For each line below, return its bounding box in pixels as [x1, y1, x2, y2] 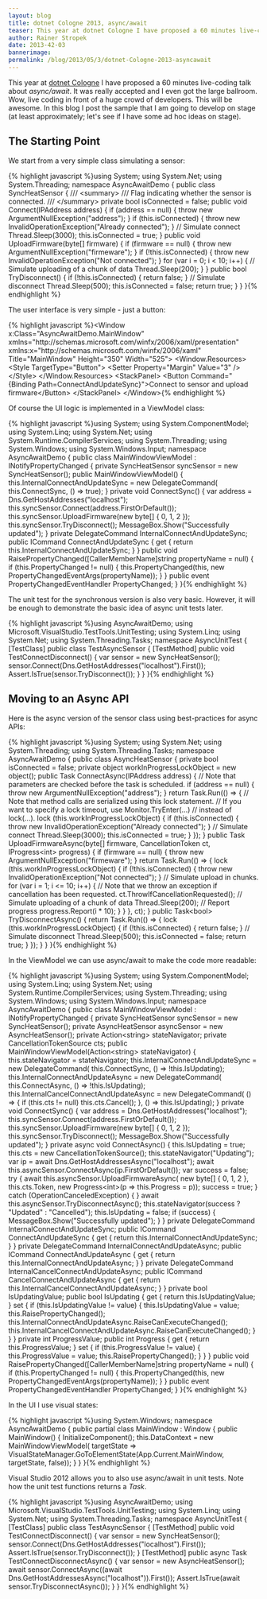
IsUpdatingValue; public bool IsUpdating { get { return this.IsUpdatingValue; [8, 1291, 256, 1301]
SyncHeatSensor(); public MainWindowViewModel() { [8, 469, 184, 479]
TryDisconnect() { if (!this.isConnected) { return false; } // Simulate [8, 272, 226, 282]
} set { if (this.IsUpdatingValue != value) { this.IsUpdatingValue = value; [8, 1300, 240, 1310]
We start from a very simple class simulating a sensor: [8, 156, 185, 165]
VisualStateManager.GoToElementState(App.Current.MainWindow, [8, 1449, 225, 1459]
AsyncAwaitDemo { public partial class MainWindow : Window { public [8, 1424, 238, 1434]
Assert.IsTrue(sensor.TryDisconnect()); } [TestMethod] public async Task [8, 1547, 248, 1557]
